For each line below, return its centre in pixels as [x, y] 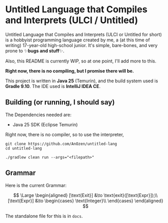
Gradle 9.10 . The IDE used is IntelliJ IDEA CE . [53, 86]
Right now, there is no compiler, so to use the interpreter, [65, 135]
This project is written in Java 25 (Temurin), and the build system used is [82, 81]
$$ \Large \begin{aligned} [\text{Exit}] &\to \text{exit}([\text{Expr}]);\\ [86, 195]
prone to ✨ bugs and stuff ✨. [35, 51]
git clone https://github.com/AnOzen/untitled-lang [61, 144]
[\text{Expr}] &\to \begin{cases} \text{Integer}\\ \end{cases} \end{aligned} [86, 200]
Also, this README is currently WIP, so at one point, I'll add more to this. [81, 61]
